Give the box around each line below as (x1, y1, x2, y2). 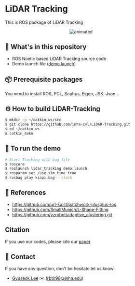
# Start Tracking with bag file (5, 157, 70, 162)
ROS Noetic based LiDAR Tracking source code (12, 56, 107, 61)
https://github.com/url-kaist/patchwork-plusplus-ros (12, 201, 117, 207)
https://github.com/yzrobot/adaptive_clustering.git (12, 211, 112, 217)
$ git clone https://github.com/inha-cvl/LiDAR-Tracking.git (5, 122, 131, 127)
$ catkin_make (5, 131, 34, 136)
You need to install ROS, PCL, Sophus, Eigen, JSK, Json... (5, 90, 120, 96)
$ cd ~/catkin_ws (5, 127, 40, 132)
